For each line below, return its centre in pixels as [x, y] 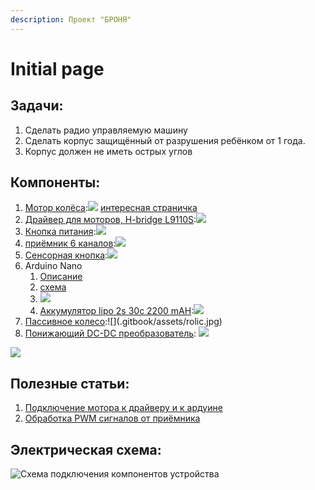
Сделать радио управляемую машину [106, 130]
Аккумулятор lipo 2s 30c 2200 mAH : [117, 311]
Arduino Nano [53, 266]
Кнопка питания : [60, 232]
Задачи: [37, 106]
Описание [61, 277]
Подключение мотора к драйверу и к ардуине [123, 408]
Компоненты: [55, 182]
